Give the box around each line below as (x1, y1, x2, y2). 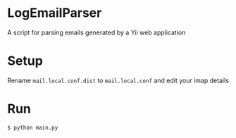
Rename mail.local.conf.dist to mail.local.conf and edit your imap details (7, 76, 229, 84)
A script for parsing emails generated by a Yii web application (7, 28, 186, 37)
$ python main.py (7, 124, 58, 131)
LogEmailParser (7, 5, 102, 21)
